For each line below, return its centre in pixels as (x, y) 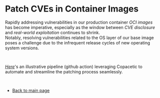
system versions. (22, 48)
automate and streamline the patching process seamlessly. (64, 71)
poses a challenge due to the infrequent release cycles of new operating (78, 42)
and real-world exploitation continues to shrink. (53, 32)
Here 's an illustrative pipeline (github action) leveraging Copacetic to (74, 67)
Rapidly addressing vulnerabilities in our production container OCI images (79, 22)
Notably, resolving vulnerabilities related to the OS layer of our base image (80, 38)
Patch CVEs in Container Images (72, 9)
